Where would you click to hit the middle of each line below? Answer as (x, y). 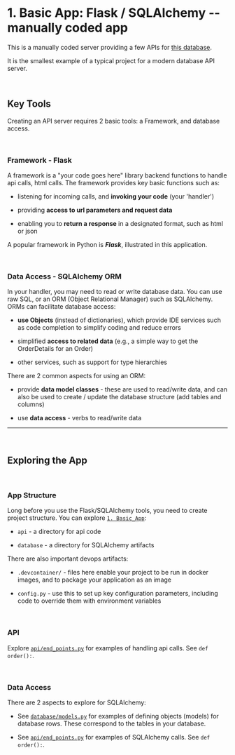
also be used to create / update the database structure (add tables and (119, 397)
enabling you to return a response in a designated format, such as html (120, 224)
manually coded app (67, 28)
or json (27, 231)
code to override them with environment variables (89, 601)
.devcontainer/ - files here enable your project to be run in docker (113, 573)
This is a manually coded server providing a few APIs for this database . (109, 47)
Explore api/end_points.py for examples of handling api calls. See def (108, 648)
